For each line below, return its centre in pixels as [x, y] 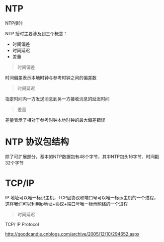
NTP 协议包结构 [37, 142]
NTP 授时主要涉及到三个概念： [37, 33]
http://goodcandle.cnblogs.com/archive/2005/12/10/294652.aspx [72, 234]
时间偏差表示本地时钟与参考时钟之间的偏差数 [51, 78]
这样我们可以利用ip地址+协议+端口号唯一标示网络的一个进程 [67, 204]
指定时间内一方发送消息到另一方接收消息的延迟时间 [57, 99]
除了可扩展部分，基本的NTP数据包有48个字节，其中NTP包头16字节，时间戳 [82, 157]
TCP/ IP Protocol [22, 224]
